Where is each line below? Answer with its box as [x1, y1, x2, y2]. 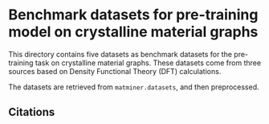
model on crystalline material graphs [8, 23, 259, 41]
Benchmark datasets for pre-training [8, 6, 259, 24]
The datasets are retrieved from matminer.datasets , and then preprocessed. [8, 82, 259, 92]
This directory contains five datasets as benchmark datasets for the [8, 49, 233, 59]
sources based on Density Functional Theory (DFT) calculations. [8, 66, 222, 76]
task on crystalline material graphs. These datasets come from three [35, 58, 262, 68]
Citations [8, 105, 55, 119]
